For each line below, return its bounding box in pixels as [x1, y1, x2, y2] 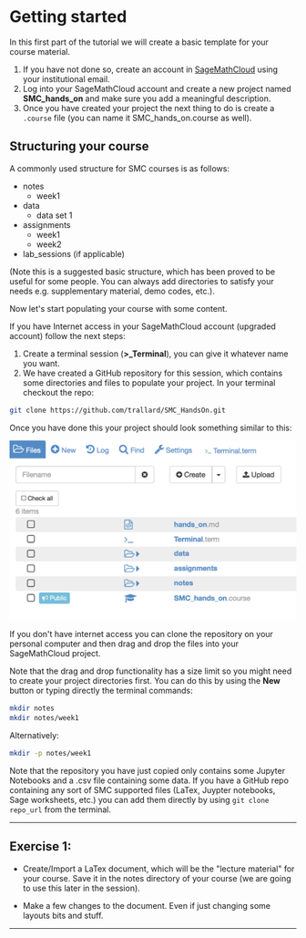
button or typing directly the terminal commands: [9, 685, 193, 696]
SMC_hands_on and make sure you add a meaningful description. [22, 93, 271, 104]
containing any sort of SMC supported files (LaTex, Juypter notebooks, [9, 784, 276, 795]
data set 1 [36, 210, 73, 221]
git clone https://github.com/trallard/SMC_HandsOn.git [9, 406, 226, 415]
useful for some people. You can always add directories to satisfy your [9, 275, 275, 286]
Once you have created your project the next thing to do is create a [22, 102, 275, 113]
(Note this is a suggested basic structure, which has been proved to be [9, 266, 276, 277]
